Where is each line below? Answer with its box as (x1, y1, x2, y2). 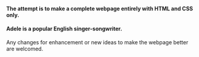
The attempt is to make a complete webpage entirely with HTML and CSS (6, 5, 194, 12)
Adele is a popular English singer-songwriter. (6, 25, 123, 33)
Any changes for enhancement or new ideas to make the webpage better (6, 38, 189, 45)
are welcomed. (6, 45, 44, 52)
